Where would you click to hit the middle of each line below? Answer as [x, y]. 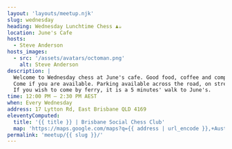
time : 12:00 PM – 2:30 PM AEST [52, 97]
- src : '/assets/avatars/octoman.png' [69, 58]
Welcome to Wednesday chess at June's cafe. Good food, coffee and [113, 77]
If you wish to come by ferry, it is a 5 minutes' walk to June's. [113, 90]
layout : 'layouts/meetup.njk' [51, 13]
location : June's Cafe [40, 33]
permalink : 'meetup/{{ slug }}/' [55, 135]
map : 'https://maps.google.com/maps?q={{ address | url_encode [106, 128]
